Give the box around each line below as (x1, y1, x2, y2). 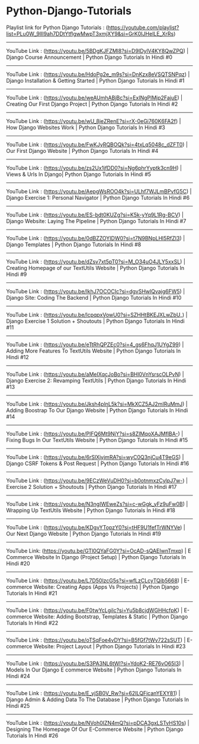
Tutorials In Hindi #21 (6, 589, 57, 597)
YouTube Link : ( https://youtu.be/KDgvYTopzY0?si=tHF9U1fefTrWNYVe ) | (6, 523, 185, 530)
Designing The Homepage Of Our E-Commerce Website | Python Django (6, 726, 184, 733)
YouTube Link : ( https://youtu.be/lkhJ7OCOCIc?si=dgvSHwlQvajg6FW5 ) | (6, 287, 185, 295)
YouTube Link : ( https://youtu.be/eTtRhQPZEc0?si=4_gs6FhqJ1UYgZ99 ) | (6, 341, 184, 348)
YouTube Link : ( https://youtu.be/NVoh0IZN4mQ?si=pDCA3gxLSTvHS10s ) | (6, 719, 190, 726)
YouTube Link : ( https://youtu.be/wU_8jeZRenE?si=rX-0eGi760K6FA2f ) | (6, 117, 181, 124)
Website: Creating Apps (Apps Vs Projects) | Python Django (33, 583, 179, 590)
